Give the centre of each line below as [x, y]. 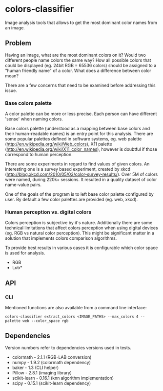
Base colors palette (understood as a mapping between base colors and [78, 129]
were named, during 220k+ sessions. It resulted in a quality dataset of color [81, 180]
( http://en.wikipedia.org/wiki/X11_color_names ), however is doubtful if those [81, 149]
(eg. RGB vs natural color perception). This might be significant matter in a [80, 233]
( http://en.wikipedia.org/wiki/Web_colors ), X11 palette [59, 144]
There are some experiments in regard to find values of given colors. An [77, 164]
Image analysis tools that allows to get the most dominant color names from [81, 23]
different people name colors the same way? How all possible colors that [78, 60]
